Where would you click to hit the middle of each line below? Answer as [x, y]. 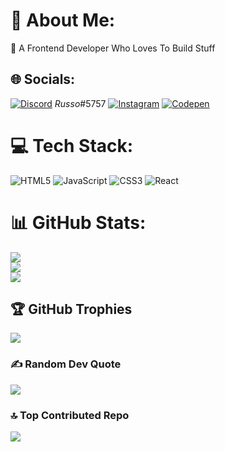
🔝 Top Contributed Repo [70, 415]
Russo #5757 [80, 103]
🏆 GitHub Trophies [71, 309]
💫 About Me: [63, 20]
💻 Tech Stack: [72, 145]
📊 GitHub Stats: [78, 222]
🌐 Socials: [43, 79]
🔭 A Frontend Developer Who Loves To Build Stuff [113, 48]
